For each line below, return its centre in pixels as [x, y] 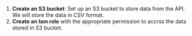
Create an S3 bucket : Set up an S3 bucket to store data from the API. [98, 9]
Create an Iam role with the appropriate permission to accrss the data [99, 21]
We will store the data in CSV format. [58, 15]
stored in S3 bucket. [37, 28]
